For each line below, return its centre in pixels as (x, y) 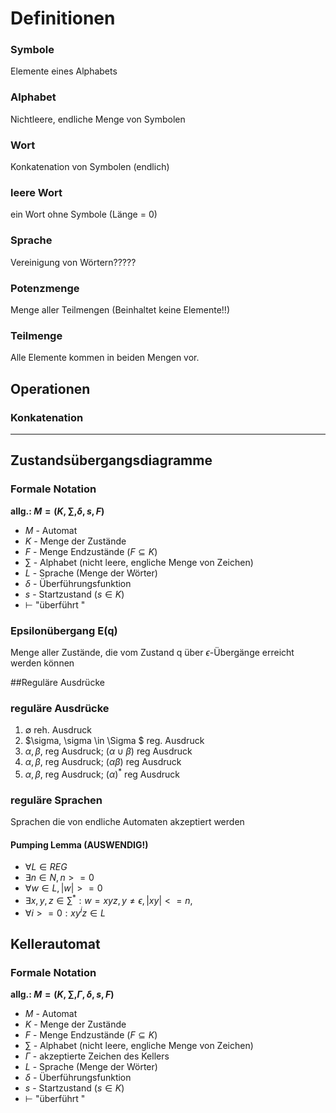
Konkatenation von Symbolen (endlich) (90, 167)
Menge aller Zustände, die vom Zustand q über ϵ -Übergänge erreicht (152, 652)
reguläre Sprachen (56, 800)
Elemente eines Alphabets (64, 71)
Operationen (50, 388)
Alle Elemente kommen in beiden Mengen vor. (105, 358)
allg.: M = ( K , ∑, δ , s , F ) (57, 511)
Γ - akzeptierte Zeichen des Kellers (97, 1056)
